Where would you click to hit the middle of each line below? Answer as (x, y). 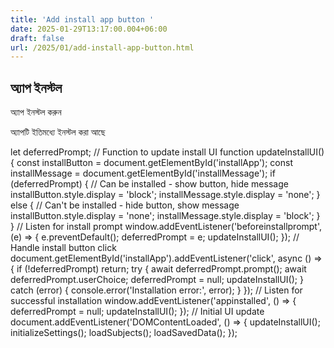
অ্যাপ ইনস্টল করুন (36, 112)
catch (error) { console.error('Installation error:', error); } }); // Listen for (156, 290)
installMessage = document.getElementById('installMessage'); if (143, 173)
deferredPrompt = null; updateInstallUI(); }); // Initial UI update (137, 312)
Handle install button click (63, 248)
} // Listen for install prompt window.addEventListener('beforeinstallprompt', (166, 227)
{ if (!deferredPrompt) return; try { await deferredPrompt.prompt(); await (158, 269)
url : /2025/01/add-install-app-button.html (102, 47)
